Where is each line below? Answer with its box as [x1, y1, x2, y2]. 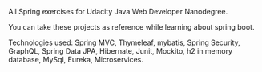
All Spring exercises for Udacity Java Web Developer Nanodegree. [8, 7, 228, 16]
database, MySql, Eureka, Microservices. [8, 55, 144, 64]
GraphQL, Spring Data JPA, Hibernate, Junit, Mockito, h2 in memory [8, 46, 233, 55]
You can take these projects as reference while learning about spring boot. [8, 22, 255, 31]
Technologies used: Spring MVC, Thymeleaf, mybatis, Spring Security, [8, 38, 240, 47]
